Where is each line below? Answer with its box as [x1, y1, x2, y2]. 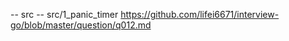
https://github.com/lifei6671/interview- [120, 9, 280, 20]
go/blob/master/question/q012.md [10, 19, 152, 31]
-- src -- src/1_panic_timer [10, 9, 119, 20]
